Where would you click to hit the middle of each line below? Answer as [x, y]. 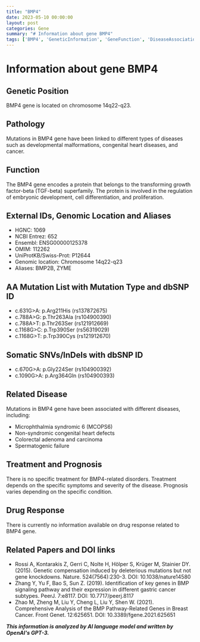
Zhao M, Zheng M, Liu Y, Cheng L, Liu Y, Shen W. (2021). [84, 602]
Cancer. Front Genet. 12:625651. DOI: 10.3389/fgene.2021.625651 [95, 615]
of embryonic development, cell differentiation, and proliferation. [85, 197]
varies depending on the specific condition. [60, 492]
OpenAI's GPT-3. [28, 633]
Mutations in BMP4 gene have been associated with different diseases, [93, 408]
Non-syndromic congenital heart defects [65, 433]
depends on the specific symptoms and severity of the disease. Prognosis [97, 485]
